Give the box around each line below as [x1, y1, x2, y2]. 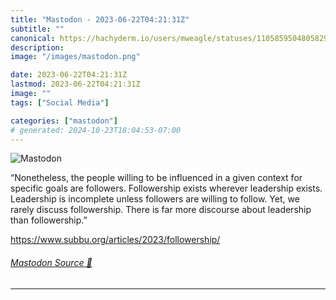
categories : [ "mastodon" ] [10, 116, 118, 126]
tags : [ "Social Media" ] [10, 97, 110, 108]
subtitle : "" [10, 24, 65, 34]
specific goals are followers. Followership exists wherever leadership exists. [10, 182, 323, 195]
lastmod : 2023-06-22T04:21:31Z [10, 79, 141, 90]
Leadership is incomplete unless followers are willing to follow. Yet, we [10, 193, 300, 205]
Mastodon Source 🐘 [10, 256, 93, 268]
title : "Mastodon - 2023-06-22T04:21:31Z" [10, 14, 190, 25]
